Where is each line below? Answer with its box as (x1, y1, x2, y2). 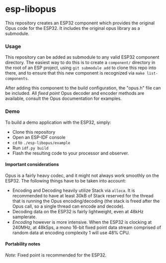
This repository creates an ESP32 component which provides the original (5, 20, 155, 26)
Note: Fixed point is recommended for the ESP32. (5, 252, 107, 258)
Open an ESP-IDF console (12, 134, 66, 140)
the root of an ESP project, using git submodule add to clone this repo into (5, 65, 157, 71)
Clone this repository (12, 129, 56, 135)
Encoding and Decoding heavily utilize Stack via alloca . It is (12, 187, 135, 193)
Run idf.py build (12, 145, 49, 151)
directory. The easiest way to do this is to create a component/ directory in (5, 60, 156, 66)
